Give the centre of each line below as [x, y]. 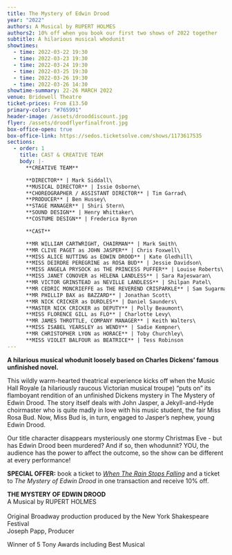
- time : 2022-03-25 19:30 [51, 71]
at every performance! [39, 460]
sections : [21, 142]
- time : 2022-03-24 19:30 [51, 65]
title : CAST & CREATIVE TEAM [61, 155]
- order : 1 [29, 149]
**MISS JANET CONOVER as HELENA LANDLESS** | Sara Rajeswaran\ [118, 276]
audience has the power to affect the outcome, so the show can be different [115, 453]
